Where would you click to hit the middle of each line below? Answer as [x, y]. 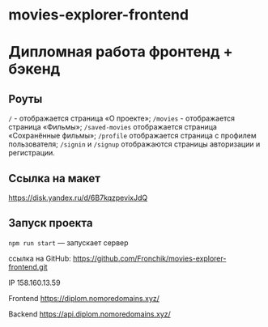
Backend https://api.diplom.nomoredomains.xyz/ [90, 314]
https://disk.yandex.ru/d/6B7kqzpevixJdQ [78, 197]
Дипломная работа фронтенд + [121, 52]
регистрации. [32, 153]
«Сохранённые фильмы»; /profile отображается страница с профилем [132, 136]
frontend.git [28, 267]
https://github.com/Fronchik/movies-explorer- [149, 258]
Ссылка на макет [55, 178]
